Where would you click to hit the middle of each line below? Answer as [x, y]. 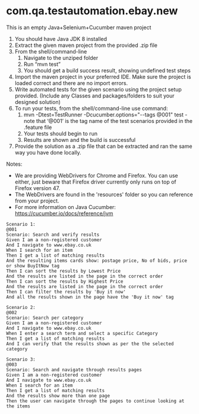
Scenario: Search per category [45, 318]
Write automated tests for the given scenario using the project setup [98, 89]
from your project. [37, 201]
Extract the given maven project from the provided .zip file [86, 45]
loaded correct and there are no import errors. [71, 83]
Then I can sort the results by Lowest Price [63, 271]
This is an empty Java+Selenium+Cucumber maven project [79, 27]
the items [18, 406]
